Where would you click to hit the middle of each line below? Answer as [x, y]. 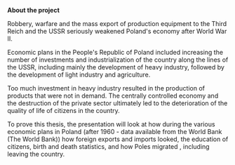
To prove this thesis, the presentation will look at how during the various [111, 124]
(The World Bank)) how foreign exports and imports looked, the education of [118, 139]
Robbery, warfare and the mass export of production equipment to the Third [117, 24]
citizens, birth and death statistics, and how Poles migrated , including [108, 146]
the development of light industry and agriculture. [79, 74]
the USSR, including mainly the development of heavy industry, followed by [116, 67]
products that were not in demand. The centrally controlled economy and [113, 95]
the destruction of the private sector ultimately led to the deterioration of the [117, 103]
